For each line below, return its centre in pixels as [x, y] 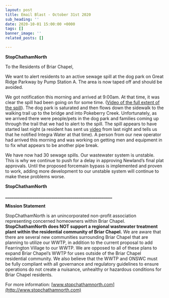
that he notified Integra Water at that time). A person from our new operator [83, 134]
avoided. [14, 87]
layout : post [19, 10]
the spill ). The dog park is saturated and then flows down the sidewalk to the [84, 108]
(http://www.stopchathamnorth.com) [43, 290]
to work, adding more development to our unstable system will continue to [82, 171]
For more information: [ [29, 284]
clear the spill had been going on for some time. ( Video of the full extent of [82, 102]
